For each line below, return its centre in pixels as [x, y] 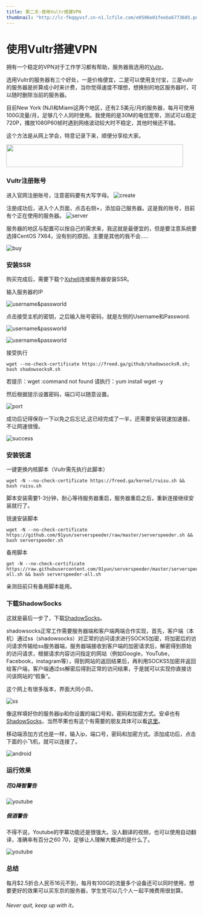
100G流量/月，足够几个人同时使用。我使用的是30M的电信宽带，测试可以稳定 [101, 115]
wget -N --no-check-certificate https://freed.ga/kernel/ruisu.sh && [96, 481]
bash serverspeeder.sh [35, 541]
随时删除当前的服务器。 [40, 95]
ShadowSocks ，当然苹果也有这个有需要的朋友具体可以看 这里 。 [85, 721]
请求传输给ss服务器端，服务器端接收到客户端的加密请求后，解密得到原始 [101, 646]
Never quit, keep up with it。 [42, 905]
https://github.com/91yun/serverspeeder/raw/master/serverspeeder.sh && [100, 535]
